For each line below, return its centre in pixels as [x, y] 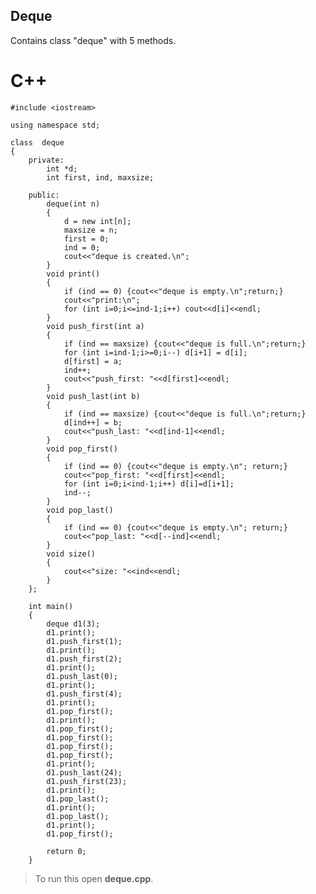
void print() [73, 274]
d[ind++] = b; [93, 422]
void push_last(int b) [93, 396]
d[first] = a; [93, 361]
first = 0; [86, 239]
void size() [71, 554]
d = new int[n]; [97, 221]
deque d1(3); [73, 624]
